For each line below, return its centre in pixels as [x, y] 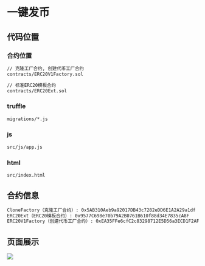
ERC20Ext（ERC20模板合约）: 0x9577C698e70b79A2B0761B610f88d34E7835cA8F [98, 216]
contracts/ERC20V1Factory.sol [45, 74]
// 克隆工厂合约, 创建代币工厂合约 [46, 68]
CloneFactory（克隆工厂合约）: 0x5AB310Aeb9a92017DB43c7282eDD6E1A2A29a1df [102, 210]
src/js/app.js [25, 147]
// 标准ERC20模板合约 [32, 85]
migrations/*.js [27, 119]
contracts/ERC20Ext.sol [37, 91]
